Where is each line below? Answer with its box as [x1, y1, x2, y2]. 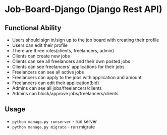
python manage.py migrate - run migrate [12, 123, 95, 129]
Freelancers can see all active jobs [12, 69, 84, 75]
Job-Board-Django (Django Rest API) [5, 4, 162, 15]
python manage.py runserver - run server [12, 118, 97, 124]
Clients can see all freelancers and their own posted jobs [12, 58, 131, 64]
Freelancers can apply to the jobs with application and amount [12, 75, 142, 80]
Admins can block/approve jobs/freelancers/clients [12, 91, 119, 96]
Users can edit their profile [12, 42, 68, 48]
